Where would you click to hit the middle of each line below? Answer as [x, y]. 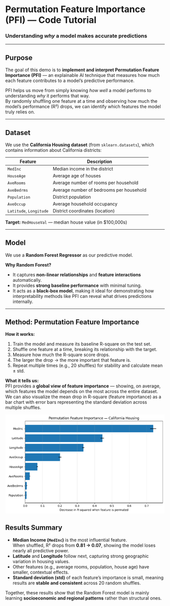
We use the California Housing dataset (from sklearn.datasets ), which [80, 145]
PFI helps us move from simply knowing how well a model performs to [78, 91]
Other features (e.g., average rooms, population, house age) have [81, 567]
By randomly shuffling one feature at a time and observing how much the [81, 101]
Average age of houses [77, 176]
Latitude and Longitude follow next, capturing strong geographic [81, 556]
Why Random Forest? [28, 265]
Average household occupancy [85, 204]
